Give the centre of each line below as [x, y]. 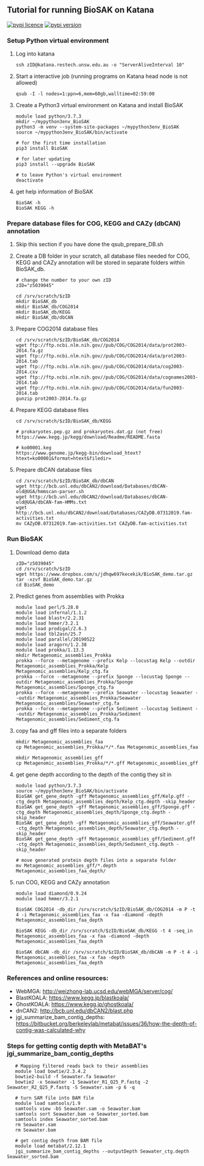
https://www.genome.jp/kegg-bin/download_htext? [78, 453]
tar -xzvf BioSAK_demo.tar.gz [54, 579]
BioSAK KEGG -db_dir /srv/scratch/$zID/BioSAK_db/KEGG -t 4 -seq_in [104, 931]
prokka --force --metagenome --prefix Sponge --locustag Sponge [99, 677]
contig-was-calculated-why [50, 1030]
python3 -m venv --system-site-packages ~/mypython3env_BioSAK [97, 127]
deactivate [29, 180]
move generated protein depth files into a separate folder [99, 860]
